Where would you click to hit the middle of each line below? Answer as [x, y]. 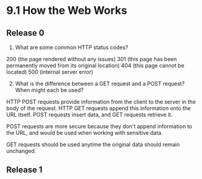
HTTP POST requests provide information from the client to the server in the [101, 102]
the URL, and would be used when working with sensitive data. [85, 133]
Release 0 [25, 33]
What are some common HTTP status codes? [72, 47]
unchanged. [21, 151]
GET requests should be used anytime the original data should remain [93, 145]
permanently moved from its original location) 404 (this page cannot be [95, 65]
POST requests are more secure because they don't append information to [99, 126]
